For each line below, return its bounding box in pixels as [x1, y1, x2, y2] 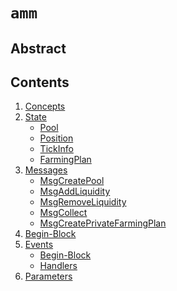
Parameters [24, 270, 73, 283]
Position [39, 132, 74, 144]
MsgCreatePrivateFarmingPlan [39, 217, 167, 229]
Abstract [10, 40, 67, 57]
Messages [24, 164, 68, 176]
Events [24, 239, 54, 251]
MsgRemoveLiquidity [39, 196, 127, 208]
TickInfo [39, 143, 74, 155]
